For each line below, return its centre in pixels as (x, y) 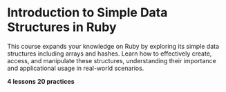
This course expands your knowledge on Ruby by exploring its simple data (113, 46)
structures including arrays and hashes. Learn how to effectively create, (110, 54)
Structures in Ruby (62, 27)
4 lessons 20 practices (41, 81)
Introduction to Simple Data (87, 13)
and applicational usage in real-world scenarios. (76, 68)
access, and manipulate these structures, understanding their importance (112, 60)
